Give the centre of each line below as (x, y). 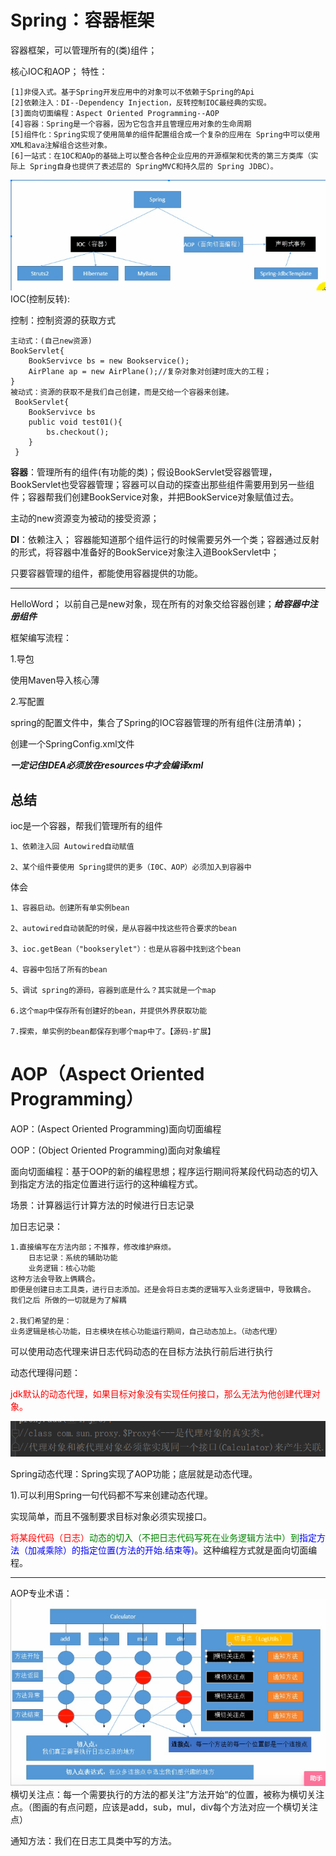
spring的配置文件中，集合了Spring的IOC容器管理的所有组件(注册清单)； (157, 723)
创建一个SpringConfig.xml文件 (72, 744)
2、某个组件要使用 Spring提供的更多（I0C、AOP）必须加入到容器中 (131, 867)
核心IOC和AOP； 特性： (59, 71)
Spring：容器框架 (82, 20)
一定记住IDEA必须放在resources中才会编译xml (107, 765)
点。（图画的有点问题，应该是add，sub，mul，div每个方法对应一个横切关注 (164, 1807)
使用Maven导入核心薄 (55, 680)
